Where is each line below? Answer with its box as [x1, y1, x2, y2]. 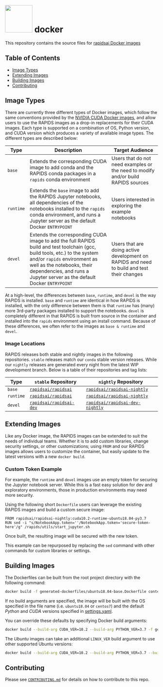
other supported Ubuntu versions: [5, 641, 73, 647]
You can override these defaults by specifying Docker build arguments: [5, 618, 147, 623]
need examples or [111, 161, 153, 167]
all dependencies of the [30, 199, 83, 206]
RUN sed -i [5, 520, 27, 525]
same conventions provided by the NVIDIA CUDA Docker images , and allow [5, 114, 156, 120]
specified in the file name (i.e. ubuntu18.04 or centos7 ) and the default [5, 603, 144, 609]
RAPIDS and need [111, 259, 152, 265]
